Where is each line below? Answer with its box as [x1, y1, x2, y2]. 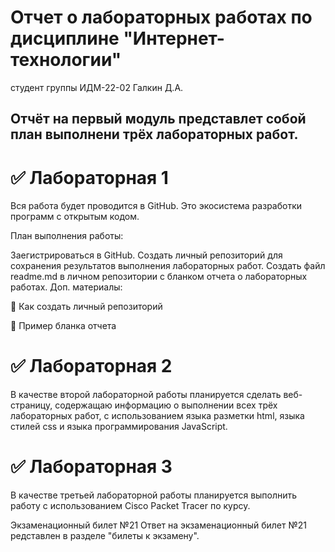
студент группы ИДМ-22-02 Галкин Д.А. [10, 81, 184, 93]
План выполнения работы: [10, 230, 124, 242]
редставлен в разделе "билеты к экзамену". [10, 530, 200, 542]
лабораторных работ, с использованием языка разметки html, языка [10, 410, 305, 422]
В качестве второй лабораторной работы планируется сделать [10, 389, 282, 401]
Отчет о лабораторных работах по [10, 6, 313, 29]
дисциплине [10, 27, 120, 50]
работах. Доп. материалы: [10, 281, 123, 293]
